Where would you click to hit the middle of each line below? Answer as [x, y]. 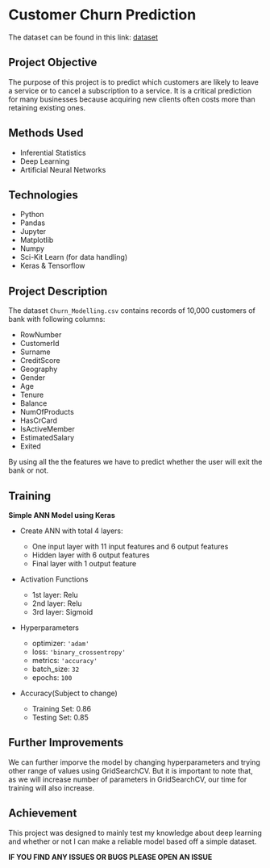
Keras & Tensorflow [53, 266]
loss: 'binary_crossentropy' [79, 652]
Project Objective [53, 63]
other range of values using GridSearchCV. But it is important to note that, [131, 770]
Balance [33, 403]
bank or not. [29, 470]
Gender [33, 378]
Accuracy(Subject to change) [69, 693]
